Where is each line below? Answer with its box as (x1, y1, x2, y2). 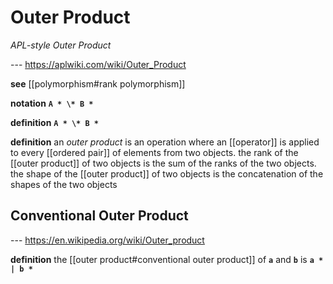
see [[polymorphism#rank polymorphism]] (10, 77, 186, 90)
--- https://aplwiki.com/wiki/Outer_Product (10, 58, 187, 70)
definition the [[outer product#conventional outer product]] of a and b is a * (10, 253, 324, 265)
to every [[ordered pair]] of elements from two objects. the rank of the (10, 146, 299, 158)
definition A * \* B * (10, 116, 99, 128)
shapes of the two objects (10, 178, 118, 190)
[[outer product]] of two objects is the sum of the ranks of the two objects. (10, 157, 317, 169)
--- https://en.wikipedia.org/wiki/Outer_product (10, 234, 205, 246)
